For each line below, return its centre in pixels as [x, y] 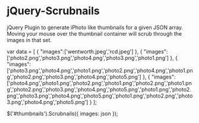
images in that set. [29, 40]
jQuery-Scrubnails [53, 11]
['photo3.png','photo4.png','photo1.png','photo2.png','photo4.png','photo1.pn [100, 70]
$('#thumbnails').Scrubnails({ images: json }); [62, 113]
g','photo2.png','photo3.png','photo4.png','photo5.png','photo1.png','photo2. [99, 89]
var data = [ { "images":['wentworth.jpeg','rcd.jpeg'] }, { [75, 51]
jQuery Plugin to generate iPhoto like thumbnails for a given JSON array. [95, 27]
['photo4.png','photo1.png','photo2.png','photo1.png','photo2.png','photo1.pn [99, 83]
